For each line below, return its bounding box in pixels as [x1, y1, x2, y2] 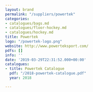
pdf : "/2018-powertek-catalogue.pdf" [9, 71, 87, 76]
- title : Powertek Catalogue [5, 67, 65, 71]
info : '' [5, 52, 23, 58]
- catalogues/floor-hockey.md [5, 25, 67, 30]
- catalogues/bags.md [5, 21, 49, 26]
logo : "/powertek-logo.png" [5, 39, 63, 44]
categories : [5, 16, 29, 21]
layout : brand [5, 7, 34, 12]
